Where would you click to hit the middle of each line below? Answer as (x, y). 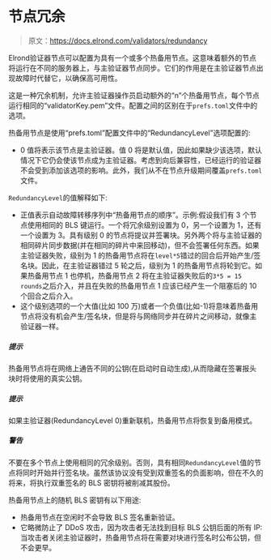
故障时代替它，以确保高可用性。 (68, 78)
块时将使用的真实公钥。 (47, 378)
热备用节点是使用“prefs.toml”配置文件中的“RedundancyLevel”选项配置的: (129, 133)
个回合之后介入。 (49, 296)
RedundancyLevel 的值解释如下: (58, 197)
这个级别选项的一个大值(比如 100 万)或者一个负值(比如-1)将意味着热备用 (139, 306)
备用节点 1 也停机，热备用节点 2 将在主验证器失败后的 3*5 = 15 (138, 276)
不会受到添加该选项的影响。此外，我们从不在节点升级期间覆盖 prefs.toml (141, 170)
